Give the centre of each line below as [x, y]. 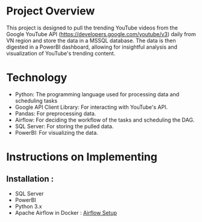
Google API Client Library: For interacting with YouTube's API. [91, 107]
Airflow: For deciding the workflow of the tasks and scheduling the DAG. [105, 120]
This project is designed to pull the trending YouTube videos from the [92, 28]
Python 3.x [28, 206]
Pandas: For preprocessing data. [55, 113]
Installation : [30, 179]
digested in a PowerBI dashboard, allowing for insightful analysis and [92, 47]
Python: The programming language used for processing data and [97, 94]
